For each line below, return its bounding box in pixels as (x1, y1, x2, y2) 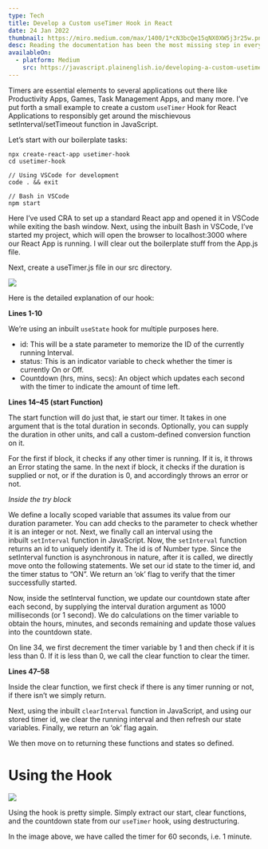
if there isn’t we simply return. (8, 690, 106, 700)
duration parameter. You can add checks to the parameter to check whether (8, 518, 258, 527)
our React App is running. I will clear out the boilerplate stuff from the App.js (8, 239, 258, 248)
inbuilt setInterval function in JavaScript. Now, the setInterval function (8, 535, 247, 545)
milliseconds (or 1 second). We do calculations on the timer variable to (8, 610, 239, 619)
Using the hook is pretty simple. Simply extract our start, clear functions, (8, 808, 247, 817)
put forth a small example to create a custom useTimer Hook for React (8, 102, 237, 112)
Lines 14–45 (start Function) (8, 397, 104, 407)
